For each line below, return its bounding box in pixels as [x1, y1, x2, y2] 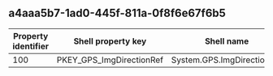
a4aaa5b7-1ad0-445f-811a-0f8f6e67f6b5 [8, 6, 226, 20]
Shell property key [73, 36, 147, 47]
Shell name [204, 36, 249, 47]
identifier [12, 40, 49, 52]
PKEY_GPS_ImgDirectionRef [56, 54, 164, 65]
